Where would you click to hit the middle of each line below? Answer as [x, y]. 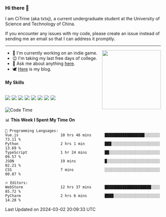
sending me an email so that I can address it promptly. [60, 39]
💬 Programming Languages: [32, 131]
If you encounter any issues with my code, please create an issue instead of [83, 34]
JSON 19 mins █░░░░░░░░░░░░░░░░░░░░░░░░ [83, 161]
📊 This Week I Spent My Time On [40, 120]
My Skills [15, 82]
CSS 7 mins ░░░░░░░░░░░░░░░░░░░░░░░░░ [83, 170]
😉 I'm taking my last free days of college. [55, 58]
